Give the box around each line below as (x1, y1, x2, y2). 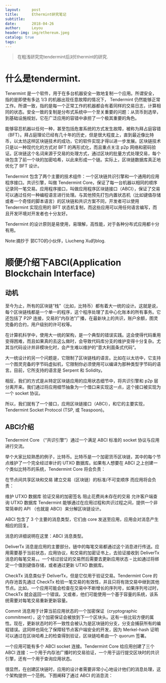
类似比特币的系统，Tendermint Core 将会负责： (9, 466, 106, 472)
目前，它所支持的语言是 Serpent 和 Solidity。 (13, 367, 105, 373)
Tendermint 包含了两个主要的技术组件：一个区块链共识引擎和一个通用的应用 (5, 173, 160, 179)
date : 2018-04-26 (5, 21, 54, 26)
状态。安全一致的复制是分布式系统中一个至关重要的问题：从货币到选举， (13, 109, 161, 114)
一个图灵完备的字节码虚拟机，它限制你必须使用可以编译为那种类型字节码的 (5, 361, 157, 367)
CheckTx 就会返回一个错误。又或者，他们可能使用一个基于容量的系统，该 (5, 591, 154, 597)
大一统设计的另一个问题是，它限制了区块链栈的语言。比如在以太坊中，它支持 (5, 355, 161, 361)
